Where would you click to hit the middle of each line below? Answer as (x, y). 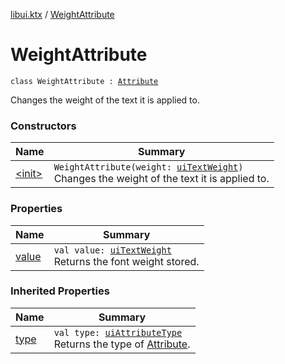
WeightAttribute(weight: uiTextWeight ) (148, 167)
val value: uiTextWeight (112, 250)
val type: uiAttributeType (118, 332)
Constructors (43, 126)
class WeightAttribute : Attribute (84, 81)
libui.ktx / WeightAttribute (62, 14)
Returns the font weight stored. (126, 261)
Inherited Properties (60, 291)
